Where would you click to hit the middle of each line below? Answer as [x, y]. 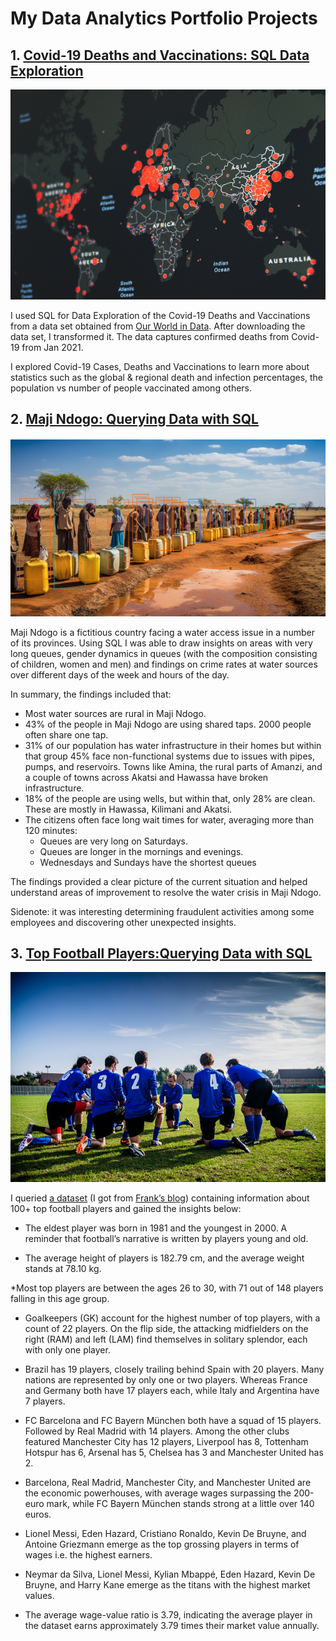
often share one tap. [66, 734]
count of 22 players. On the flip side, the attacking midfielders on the [166, 1329]
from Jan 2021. [52, 347]
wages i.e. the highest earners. [88, 1555]
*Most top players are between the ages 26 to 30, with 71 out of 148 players [167, 1288]
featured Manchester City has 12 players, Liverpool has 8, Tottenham [166, 1442]
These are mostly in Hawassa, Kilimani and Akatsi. [128, 809]
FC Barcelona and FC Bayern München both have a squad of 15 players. [173, 1421]
